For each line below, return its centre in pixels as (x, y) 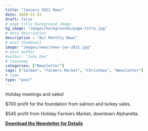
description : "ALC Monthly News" (42, 38)
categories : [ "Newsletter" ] (35, 66)
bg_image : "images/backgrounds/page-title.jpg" (56, 29)
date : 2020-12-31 (23, 15)
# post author (20, 52)
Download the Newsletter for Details (44, 123)
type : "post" (19, 80)
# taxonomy (17, 61)
